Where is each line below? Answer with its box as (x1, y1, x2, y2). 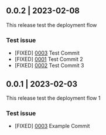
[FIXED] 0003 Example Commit (14, 123, 90, 130)
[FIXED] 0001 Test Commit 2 (14, 56, 83, 63)
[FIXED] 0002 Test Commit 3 (14, 62, 84, 69)
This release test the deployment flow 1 (6, 95, 101, 102)
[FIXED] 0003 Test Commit (14, 49, 80, 56)
